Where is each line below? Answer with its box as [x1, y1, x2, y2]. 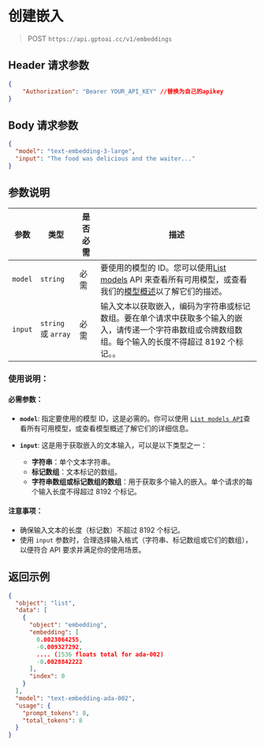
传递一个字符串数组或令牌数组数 [124, 324, 243, 336]
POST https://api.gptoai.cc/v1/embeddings [27, 33, 172, 43]
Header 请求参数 [8, 58, 89, 72]
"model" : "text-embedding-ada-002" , [15, 694, 136, 703]
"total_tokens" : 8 [22, 716, 83, 725]
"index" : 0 [28, 673, 65, 680]
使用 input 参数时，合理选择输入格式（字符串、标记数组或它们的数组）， [19, 534, 252, 545]
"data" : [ [15, 606, 47, 614]
